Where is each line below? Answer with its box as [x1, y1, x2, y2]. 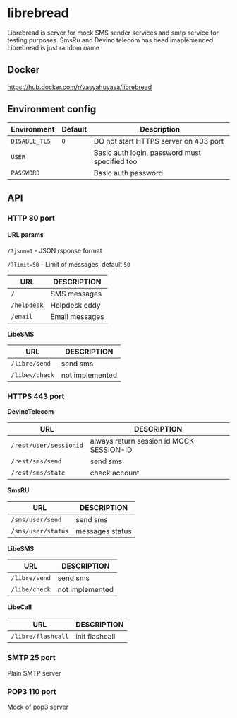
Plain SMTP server [7, 668, 61, 677]
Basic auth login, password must [94, 147, 202, 157]
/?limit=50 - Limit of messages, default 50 [7, 260, 130, 269]
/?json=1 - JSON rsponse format [7, 246, 102, 255]
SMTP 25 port [7, 653, 56, 663]
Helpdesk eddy [50, 301, 101, 311]
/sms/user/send [11, 516, 62, 524]
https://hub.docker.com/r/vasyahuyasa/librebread [7, 83, 152, 91]
